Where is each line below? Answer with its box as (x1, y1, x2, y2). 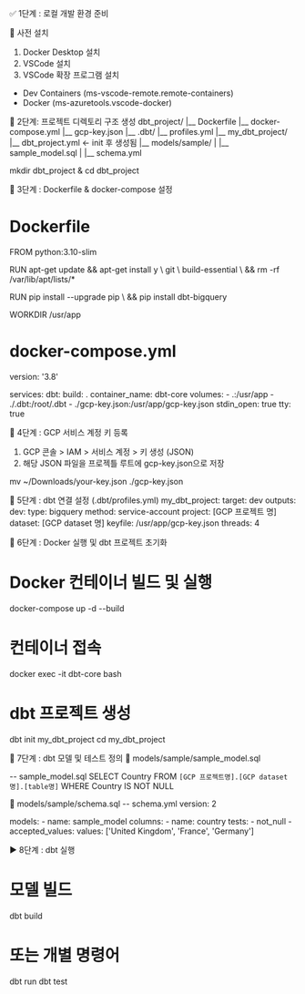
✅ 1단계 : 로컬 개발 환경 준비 (9, 8, 109, 18)
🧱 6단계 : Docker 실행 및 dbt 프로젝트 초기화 (9, 537, 168, 548)
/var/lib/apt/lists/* (9, 273, 76, 284)
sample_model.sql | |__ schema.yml (9, 148, 143, 158)
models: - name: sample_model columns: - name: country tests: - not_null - (9, 815, 292, 826)
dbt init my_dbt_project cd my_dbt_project (9, 733, 166, 744)
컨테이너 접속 (9, 638, 102, 658)
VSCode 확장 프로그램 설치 (22, 69, 120, 80)
